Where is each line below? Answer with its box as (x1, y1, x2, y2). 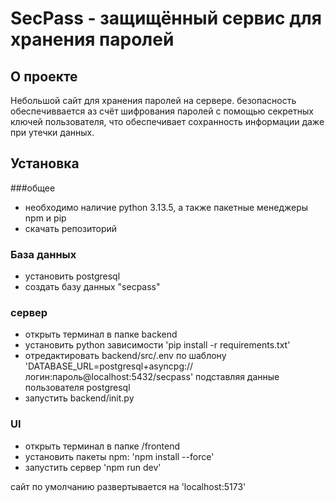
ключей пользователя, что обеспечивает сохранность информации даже (10, 116, 325, 127)
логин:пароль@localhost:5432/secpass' (24, 371, 194, 383)
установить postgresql (24, 270, 121, 282)
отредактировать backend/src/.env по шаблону (24, 350, 227, 362)
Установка (10, 155, 80, 172)
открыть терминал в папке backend (24, 328, 178, 341)
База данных (10, 247, 77, 261)
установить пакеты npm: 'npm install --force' (24, 450, 215, 462)
